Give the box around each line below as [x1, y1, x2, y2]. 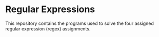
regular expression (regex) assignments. [5, 25, 91, 31]
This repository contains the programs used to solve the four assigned [5, 20, 154, 26]
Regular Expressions [5, 4, 95, 15]
